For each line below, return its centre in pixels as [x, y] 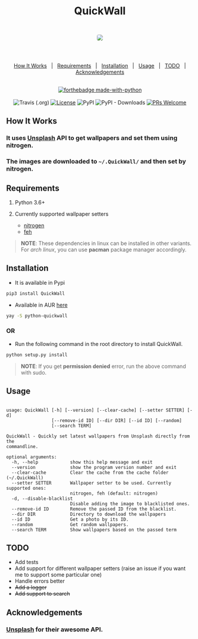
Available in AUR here [41, 305]
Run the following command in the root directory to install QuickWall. [99, 344]
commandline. [22, 446]
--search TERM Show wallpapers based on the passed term [94, 530]
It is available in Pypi [40, 282]
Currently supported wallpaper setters [62, 214]
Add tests [26, 562]
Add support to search [42, 594]
